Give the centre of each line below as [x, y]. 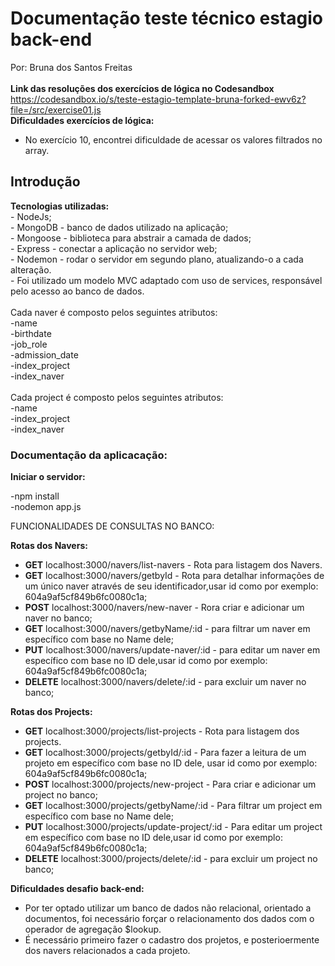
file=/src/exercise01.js [56, 109]
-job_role [29, 344]
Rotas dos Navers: [49, 546]
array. [37, 150]
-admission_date [44, 354]
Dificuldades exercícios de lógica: [82, 120]
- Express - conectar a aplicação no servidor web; [114, 248]
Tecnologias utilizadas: [60, 206]
